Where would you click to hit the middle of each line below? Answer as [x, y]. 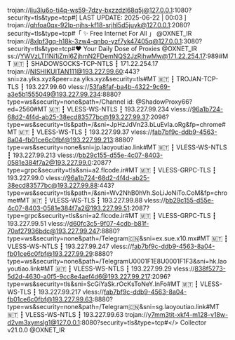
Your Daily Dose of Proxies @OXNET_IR [140, 49]
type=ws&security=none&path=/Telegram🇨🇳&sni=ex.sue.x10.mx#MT [109, 238]
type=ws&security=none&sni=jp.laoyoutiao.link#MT [82, 147]
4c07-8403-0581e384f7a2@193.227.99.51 [68, 208]
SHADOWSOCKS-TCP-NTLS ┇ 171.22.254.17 [95, 63]
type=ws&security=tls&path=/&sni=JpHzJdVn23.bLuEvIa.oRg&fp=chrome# [116, 124]
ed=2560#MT [27, 109]
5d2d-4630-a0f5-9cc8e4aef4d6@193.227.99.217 [79, 277]
